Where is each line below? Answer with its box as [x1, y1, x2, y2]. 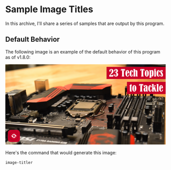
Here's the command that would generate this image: [5, 149, 117, 156]
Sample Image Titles [5, 4, 93, 15]
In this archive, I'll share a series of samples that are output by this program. [5, 20, 164, 26]
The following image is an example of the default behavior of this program [5, 48, 160, 54]
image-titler [5, 160, 33, 165]
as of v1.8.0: [5, 54, 31, 60]
